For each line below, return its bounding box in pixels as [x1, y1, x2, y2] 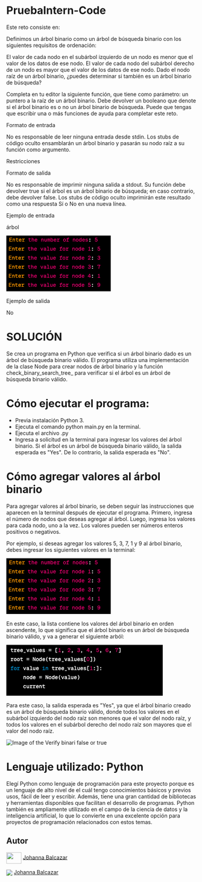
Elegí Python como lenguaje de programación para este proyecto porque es [6, 780, 195, 787]
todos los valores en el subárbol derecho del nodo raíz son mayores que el [6, 721, 192, 728]
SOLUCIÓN [6, 330, 62, 344]
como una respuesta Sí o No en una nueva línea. [6, 200, 127, 207]
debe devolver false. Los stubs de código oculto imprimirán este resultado [6, 193, 191, 201]
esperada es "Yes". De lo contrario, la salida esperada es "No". [14, 448, 171, 455]
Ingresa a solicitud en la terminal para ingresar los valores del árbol [14, 436, 182, 443]
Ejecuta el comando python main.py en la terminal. [14, 423, 141, 430]
